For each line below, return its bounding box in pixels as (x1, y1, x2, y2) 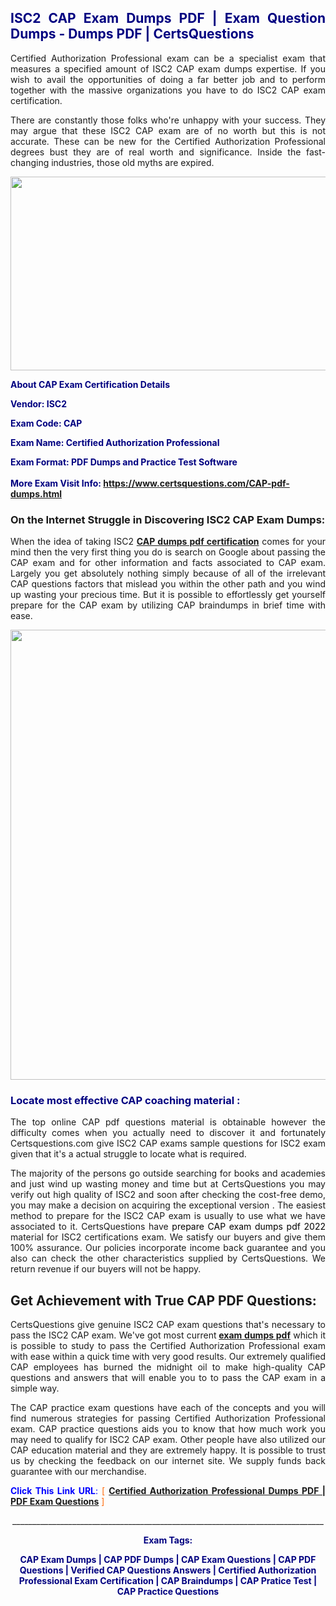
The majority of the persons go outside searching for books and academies (10, 1167, 326, 1180)
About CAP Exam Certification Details (10, 378, 170, 390)
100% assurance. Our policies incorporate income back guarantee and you (10, 1242, 326, 1254)
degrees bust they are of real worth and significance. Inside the (10, 146, 302, 158)
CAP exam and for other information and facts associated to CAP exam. (10, 557, 326, 569)
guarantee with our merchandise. (10, 1466, 147, 1478)
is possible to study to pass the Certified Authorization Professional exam (10, 1340, 326, 1352)
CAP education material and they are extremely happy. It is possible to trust (10, 1444, 326, 1456)
